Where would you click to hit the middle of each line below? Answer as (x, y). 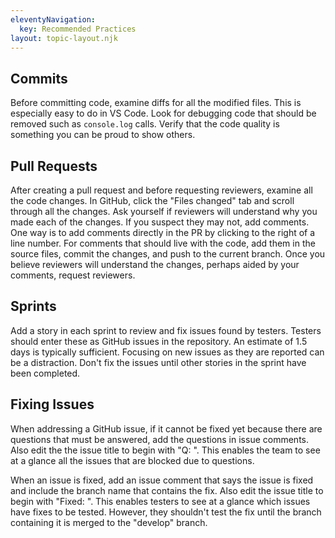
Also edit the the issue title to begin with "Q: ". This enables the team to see (165, 450)
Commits (39, 78)
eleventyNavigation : (53, 19)
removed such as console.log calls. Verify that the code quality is (145, 124)
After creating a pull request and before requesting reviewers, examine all (161, 190)
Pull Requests (54, 166)
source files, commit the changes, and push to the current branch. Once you (168, 254)
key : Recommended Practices (78, 29)
